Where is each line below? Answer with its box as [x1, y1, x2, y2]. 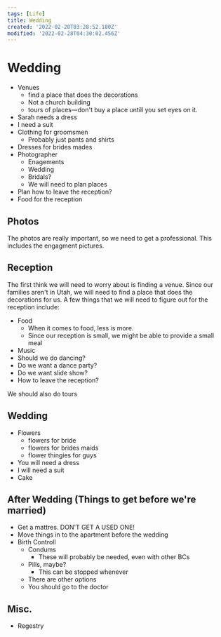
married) [7, 504, 47, 516]
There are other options [27, 575, 97, 584]
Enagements [27, 158, 65, 166]
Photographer [17, 150, 58, 159]
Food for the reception [17, 195, 83, 203]
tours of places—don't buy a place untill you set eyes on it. [27, 106, 198, 114]
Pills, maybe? [27, 561, 67, 569]
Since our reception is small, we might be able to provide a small [27, 331, 215, 340]
